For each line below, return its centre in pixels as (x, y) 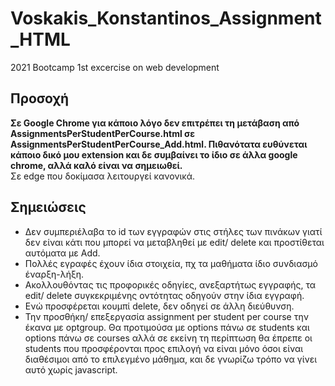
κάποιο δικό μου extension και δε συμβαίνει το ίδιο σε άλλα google (154, 154)
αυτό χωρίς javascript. (71, 369)
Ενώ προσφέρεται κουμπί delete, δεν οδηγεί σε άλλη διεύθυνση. (159, 306)
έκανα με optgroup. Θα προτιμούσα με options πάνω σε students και (167, 327)
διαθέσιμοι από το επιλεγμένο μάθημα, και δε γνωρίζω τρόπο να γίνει (171, 359)
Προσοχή (40, 98)
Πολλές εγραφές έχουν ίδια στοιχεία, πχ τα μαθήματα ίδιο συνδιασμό (171, 263)
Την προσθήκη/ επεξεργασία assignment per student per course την (166, 316)
